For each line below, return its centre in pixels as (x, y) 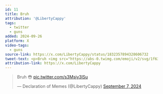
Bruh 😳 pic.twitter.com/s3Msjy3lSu (52, 77)
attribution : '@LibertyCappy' (36, 18)
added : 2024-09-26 (24, 37)
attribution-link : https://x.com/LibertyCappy (53, 63)
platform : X (17, 41)
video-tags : (17, 45)
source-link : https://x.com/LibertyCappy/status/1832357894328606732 (77, 54)
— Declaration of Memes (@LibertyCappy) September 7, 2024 (79, 86)
